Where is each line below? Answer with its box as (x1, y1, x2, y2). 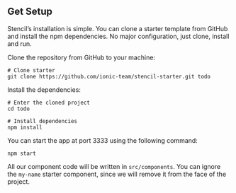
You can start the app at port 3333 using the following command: (7, 136, 198, 144)
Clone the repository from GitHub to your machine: (7, 53, 156, 62)
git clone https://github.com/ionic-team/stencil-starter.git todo (7, 73, 211, 80)
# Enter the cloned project (7, 99, 91, 106)
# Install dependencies (7, 117, 78, 124)
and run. (7, 39, 32, 48)
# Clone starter (7, 66, 55, 74)
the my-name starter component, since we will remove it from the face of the (7, 170, 227, 178)
